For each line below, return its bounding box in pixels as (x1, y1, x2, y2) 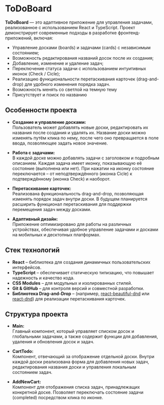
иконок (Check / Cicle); (12, 71, 60, 76)
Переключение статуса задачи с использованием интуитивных (12, 65, 146, 72)
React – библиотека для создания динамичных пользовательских (12, 259, 151, 265)
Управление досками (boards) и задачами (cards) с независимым (12, 44, 151, 50)
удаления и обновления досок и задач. (12, 339, 95, 345)
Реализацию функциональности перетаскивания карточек (12, 76, 136, 82)
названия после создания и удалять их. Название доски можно (12, 129, 146, 136)
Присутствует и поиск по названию (12, 92, 87, 98)
